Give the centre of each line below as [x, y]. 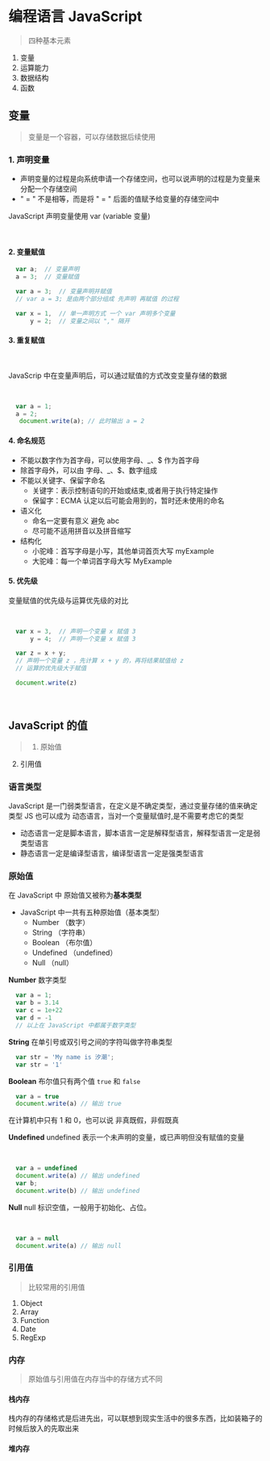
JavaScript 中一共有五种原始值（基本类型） [91, 912]
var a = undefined [47, 1168]
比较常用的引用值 [56, 1287]
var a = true [37, 1096]
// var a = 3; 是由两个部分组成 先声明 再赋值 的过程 [98, 299]
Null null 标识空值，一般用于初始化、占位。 [80, 1207]
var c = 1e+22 [39, 1011]
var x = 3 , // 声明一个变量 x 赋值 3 [76, 631]
